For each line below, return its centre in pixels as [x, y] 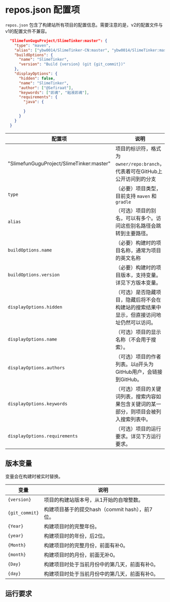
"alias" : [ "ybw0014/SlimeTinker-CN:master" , [62, 50]
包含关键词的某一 [141, 404]
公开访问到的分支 [136, 179]
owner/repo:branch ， [140, 163]
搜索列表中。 [136, 419]
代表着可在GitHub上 [139, 171]
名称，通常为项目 [141, 250]
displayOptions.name [32, 339]
